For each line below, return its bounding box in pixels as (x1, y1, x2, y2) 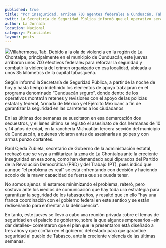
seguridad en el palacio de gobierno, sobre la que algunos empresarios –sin (5, 217, 160, 223)
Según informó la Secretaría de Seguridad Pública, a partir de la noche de (5, 79, 156, 85)
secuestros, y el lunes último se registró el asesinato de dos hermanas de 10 (5, 120, 161, 126)
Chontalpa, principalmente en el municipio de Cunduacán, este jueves (5, 54, 148, 60)
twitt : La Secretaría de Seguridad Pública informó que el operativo (5, 16, 152, 21)
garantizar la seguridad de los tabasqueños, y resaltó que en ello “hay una (5, 192, 157, 198)
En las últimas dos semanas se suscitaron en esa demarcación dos (5, 115, 141, 121)
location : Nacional (5, 26, 45, 31)
